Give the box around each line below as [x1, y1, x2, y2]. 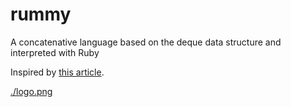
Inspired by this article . [10, 66, 105, 78]
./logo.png [10, 85, 53, 97]
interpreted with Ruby [10, 46, 100, 58]
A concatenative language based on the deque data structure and [10, 36, 282, 48]
